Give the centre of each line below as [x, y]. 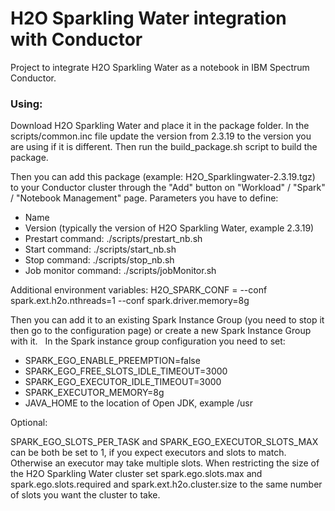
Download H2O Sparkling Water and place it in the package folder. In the [160, 126]
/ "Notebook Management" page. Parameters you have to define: [144, 198]
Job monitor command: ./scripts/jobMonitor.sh [120, 271]
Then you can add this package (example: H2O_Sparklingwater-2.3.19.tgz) [163, 177]
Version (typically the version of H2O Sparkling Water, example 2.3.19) [169, 228]
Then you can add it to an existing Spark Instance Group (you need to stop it [167, 320]
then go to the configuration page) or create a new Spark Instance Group [161, 331]
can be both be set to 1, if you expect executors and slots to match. [148, 453]
